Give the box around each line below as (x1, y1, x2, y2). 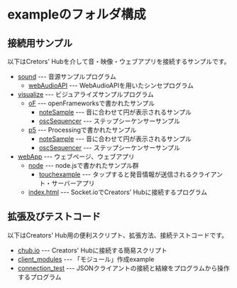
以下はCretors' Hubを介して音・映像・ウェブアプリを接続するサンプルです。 (7, 58, 231, 65)
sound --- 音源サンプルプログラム (17, 73, 117, 80)
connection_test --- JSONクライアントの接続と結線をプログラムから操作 (17, 264, 230, 272)
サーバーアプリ (51, 179, 95, 187)
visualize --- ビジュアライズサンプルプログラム (17, 90, 154, 98)
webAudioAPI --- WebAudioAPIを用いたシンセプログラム (28, 81, 194, 90)
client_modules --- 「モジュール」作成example (17, 255, 155, 263)
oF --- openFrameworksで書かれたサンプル (28, 99, 155, 107)
